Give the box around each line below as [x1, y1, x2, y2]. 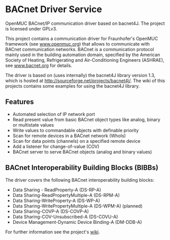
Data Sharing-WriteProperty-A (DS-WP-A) [12, 197, 100, 204]
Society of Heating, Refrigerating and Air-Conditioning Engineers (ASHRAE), [5, 57, 164, 63]
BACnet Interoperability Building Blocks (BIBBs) [5, 164, 159, 172]
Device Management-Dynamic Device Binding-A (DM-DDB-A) [12, 219, 142, 225]
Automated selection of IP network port [12, 111, 95, 117]
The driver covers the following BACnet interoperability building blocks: [5, 177, 155, 183]
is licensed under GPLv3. [5, 25, 57, 31]
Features [5, 98, 34, 106]
